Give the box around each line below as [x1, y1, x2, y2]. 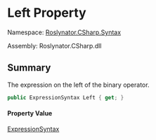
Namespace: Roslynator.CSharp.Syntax [7, 28, 122, 36]
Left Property [7, 5, 86, 21]
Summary [7, 62, 51, 74]
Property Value [7, 109, 53, 118]
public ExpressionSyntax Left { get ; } [7, 94, 124, 101]
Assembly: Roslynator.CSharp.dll [7, 41, 102, 50]
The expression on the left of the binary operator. [7, 80, 150, 89]
